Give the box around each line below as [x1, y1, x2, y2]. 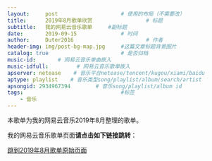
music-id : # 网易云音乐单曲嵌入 [7, 56, 111, 64]
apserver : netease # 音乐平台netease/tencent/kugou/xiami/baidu [7, 69, 206, 76]
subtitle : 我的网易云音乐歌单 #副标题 [7, 23, 127, 30]
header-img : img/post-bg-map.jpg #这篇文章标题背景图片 [7, 43, 177, 50]
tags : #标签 [7, 89, 135, 96]
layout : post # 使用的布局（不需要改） [7, 10, 185, 18]
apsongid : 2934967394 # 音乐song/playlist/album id [7, 83, 182, 90]
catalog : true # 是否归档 [7, 50, 149, 57]
